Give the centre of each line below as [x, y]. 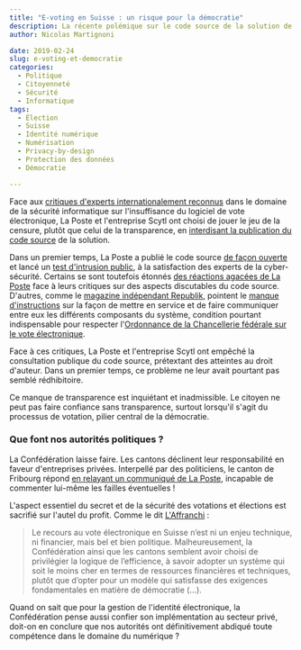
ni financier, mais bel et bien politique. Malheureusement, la [142, 542]
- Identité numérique [58, 135]
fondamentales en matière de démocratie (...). [117, 590]
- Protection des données [66, 159]
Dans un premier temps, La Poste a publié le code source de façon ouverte [149, 257]
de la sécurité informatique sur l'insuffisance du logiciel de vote [127, 211]
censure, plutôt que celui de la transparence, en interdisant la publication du [150, 230]
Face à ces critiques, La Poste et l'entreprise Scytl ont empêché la [132, 351]
